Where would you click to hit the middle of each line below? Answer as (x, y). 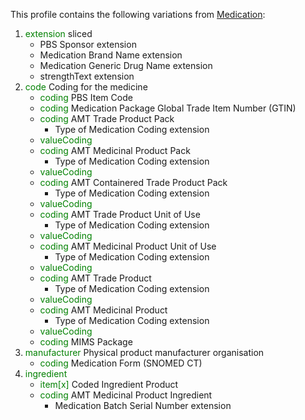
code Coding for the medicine (86, 87)
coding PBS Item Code (86, 97)
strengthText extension (87, 76)
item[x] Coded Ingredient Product (109, 384)
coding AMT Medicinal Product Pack (115, 150)
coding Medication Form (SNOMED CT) (121, 363)
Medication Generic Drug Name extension (126, 65)
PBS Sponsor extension (88, 44)
